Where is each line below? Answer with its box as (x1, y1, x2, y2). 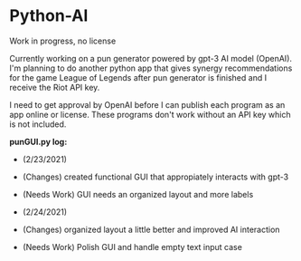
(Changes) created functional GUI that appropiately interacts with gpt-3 (22, 171, 289, 182)
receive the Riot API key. (9, 82, 100, 92)
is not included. (9, 119, 67, 130)
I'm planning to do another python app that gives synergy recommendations (9, 63, 293, 73)
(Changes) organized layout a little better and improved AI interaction (22, 224, 280, 235)
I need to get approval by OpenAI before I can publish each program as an (9, 99, 286, 110)
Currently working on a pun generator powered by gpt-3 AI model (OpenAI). (9, 53, 292, 63)
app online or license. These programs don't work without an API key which (9, 109, 291, 120)
